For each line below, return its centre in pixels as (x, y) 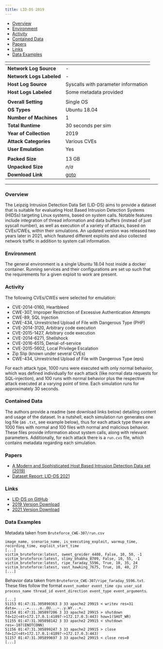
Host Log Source (27, 84)
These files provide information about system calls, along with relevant (76, 432)
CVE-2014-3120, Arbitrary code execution (54, 328)
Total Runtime (24, 125)
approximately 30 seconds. (32, 388)
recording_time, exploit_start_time (42, 546)
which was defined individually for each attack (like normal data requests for (81, 373)
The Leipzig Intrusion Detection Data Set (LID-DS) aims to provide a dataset (81, 205)
